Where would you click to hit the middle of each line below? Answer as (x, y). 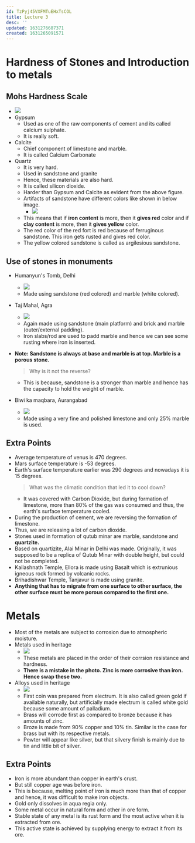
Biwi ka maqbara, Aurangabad (51, 400)
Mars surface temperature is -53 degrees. (65, 463)
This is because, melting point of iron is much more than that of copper (100, 791)
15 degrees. (28, 476)
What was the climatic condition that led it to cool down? (97, 487)
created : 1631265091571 (35, 33)
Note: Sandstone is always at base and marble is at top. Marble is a (97, 353)
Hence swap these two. (53, 676)
